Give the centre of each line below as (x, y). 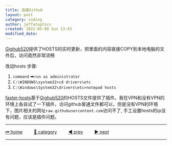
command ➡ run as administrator (46, 76)
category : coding (24, 19)
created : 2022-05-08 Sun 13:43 (39, 29)
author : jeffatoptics (28, 24)
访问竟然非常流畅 (37, 55)
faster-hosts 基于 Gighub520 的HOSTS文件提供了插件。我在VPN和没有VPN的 (85, 98)
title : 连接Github (24, 10)
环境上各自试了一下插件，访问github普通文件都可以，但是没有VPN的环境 (82, 104)
